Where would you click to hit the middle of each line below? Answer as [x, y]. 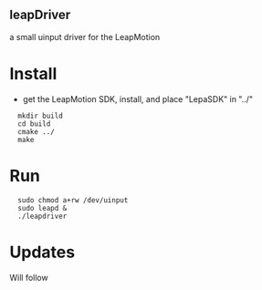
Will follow [29, 277]
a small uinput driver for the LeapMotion [85, 36]
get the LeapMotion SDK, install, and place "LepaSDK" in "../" [138, 98]
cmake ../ [36, 131]
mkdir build [41, 116]
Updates [42, 252]
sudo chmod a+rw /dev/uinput [73, 200]
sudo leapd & [42, 208]
